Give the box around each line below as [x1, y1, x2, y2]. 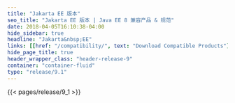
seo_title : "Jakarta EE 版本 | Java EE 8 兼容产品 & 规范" [7, 17, 175, 24]
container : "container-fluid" [7, 62, 96, 69]
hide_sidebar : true [7, 29, 64, 37]
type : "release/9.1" [7, 68, 68, 75]
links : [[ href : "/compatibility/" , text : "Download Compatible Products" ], [7, 42, 233, 49]
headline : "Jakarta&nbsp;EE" [7, 36, 92, 43]
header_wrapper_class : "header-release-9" [7, 56, 133, 63]
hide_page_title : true [7, 49, 73, 56]
